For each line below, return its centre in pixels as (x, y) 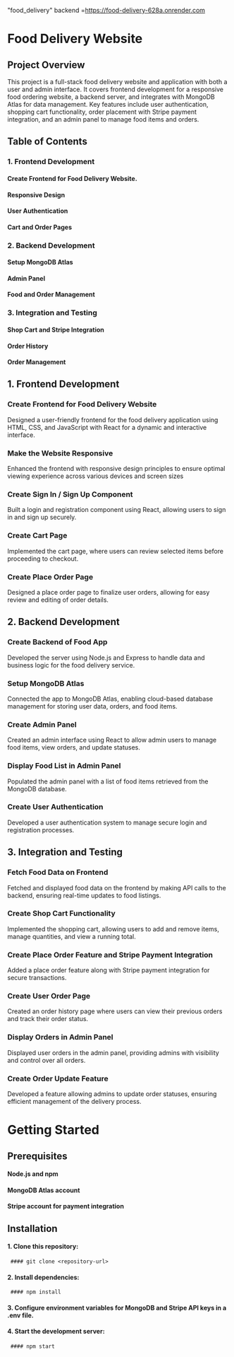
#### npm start (32, 1346)
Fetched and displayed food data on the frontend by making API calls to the (117, 887)
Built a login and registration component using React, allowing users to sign (117, 510)
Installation (32, 1229)
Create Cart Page (37, 535)
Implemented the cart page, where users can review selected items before (116, 551)
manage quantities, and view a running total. (72, 936)
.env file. (20, 1315)
